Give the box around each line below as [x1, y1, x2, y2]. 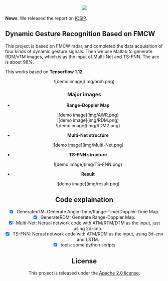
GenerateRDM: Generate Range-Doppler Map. [40, 214, 136, 220]
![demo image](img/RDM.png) [57, 117, 119, 123]
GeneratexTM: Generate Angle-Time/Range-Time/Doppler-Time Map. [17, 208, 159, 214]
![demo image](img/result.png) [56, 181, 120, 187]
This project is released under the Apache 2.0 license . [28, 270, 140, 276]
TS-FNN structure [69, 152, 107, 158]
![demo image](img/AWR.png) [57, 112, 119, 118]
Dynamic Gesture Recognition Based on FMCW [5, 30, 155, 38]
